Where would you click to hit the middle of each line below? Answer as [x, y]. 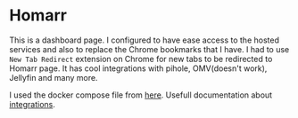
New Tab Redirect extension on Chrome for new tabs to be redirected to [141, 59]
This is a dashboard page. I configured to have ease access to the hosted [144, 40]
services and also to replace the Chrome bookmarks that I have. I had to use [149, 49]
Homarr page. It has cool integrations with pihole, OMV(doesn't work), [138, 68]
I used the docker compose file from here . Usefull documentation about [141, 95]
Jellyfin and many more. [54, 77]
